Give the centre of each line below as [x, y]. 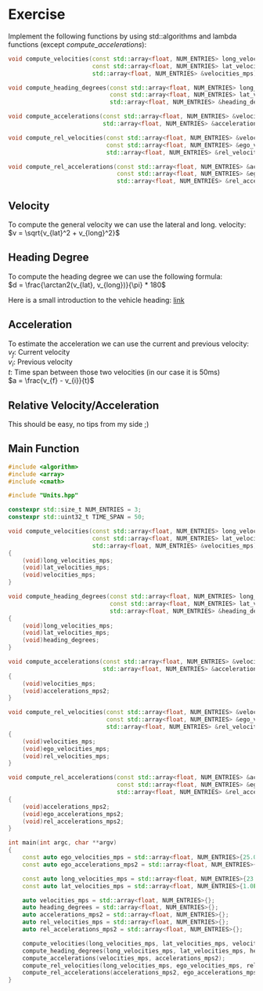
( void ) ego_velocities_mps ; [66, 749]
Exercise [37, 15]
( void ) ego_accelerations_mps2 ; [73, 814]
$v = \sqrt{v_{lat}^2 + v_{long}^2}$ [64, 233]
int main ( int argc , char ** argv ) [63, 843]
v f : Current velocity [39, 353]
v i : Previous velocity [40, 363]
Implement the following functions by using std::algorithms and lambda [122, 36]
